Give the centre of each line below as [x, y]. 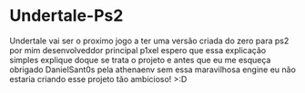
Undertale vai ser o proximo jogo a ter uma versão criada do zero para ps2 [149, 41]
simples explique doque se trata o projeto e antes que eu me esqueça [140, 60]
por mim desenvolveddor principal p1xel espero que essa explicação [138, 50]
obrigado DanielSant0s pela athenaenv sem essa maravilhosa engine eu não [152, 70]
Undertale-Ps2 [66, 16]
